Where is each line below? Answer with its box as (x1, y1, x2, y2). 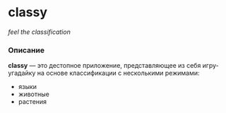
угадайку (8, 69, 36, 78)
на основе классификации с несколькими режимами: (37, 69, 200, 78)
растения (18, 97, 47, 106)
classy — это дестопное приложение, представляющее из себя (8, 61, 201, 70)
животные (18, 90, 50, 99)
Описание (8, 45, 45, 55)
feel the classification (8, 28, 71, 36)
